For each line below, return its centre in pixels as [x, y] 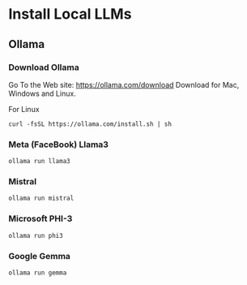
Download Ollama [44, 67]
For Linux [24, 109]
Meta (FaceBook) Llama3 [59, 145]
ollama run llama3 [39, 162]
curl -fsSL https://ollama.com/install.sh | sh [90, 124]
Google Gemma [40, 256]
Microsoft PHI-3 [40, 218]
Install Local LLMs [70, 14]
